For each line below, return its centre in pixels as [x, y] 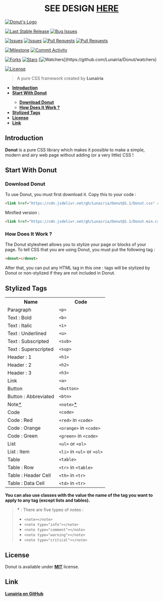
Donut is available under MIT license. [42, 567]
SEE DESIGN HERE [81, 8]
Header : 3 [19, 373]
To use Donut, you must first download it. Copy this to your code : [71, 195]
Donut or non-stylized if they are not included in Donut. [60, 273]
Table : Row [21, 468]
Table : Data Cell [26, 483]
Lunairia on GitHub [24, 593]
